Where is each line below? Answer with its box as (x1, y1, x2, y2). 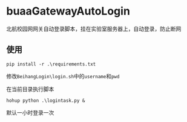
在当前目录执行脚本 (6, 85, 54, 92)
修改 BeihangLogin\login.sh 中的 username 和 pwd (6, 72, 120, 80)
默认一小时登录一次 (6, 109, 54, 116)
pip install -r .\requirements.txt (6, 61, 96, 67)
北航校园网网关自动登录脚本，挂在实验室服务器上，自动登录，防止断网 (6, 25, 182, 32)
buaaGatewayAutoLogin (6, 4, 130, 18)
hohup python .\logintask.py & (6, 97, 85, 104)
